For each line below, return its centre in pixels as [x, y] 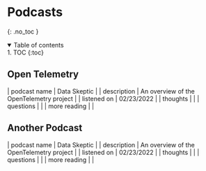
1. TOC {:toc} [25, 52]
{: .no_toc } [23, 31]
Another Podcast [45, 128]
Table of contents [39, 45]
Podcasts [35, 12]
